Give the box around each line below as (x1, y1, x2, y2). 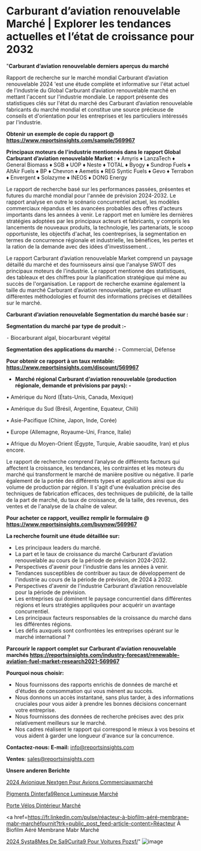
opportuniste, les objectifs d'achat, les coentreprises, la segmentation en (6, 230, 187, 237)
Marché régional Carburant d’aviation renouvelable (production (14, 375, 177, 383)
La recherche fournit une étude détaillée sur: (6, 532, 120, 539)
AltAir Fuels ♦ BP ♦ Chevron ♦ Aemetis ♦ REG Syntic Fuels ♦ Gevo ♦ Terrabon (6, 167, 194, 175)
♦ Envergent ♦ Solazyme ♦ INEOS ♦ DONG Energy (6, 174, 128, 181)
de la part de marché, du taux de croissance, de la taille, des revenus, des (6, 496, 189, 503)
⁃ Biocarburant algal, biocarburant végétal (6, 334, 111, 341)
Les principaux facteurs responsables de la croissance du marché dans (14, 614, 192, 621)
